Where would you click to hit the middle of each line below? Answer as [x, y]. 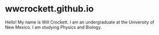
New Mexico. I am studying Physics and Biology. [53, 27]
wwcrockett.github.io [49, 9]
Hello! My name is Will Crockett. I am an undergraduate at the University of [80, 22]
